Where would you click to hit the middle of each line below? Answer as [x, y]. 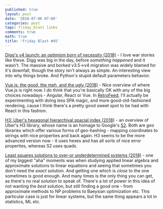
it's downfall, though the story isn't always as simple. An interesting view [78, 70]
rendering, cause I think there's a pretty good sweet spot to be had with [77, 105]
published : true [21, 9]
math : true [16, 37]
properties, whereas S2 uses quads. [41, 145]
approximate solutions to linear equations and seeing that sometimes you [78, 165]
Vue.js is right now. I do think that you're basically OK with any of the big [78, 90]
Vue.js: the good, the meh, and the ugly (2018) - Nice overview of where [77, 85]
